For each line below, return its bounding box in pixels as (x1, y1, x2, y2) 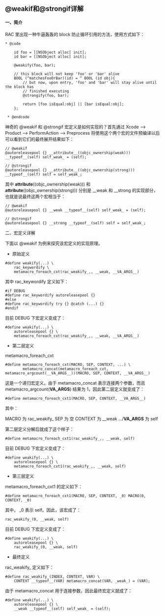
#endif (5, 305, 19, 311)
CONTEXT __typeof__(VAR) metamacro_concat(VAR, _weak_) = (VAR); (14, 579, 151, 583)
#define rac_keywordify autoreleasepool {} (5, 292, 96, 297)
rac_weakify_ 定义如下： (5, 564, 54, 570)
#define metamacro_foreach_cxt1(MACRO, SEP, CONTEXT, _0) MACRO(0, (5, 493, 146, 498)
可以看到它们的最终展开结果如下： (5, 136, 74, 142)
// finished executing (23, 88, 69, 94)
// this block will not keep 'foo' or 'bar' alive (14, 71, 120, 76)
